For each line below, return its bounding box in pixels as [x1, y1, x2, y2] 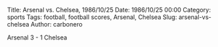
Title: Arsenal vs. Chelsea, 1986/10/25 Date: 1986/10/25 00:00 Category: [7, 6, 211, 14]
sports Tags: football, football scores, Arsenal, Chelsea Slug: [7, 13, 178, 21]
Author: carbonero [30, 20, 83, 28]
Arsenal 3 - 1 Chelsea [7, 33, 68, 42]
